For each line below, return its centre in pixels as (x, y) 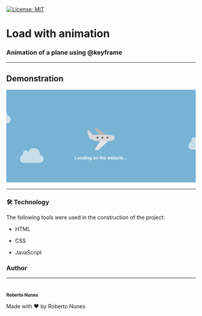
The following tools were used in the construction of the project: (86, 217)
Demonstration (35, 78)
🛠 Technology (28, 202)
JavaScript (28, 252)
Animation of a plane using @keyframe (64, 52)
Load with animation (58, 34)
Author (17, 268)
